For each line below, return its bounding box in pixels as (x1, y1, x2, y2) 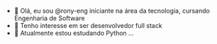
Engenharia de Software (13, 14, 85, 22)
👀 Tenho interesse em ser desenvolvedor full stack (13, 22, 162, 29)
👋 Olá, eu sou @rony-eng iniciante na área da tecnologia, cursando (13, 7, 211, 15)
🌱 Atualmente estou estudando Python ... (13, 29, 134, 37)
